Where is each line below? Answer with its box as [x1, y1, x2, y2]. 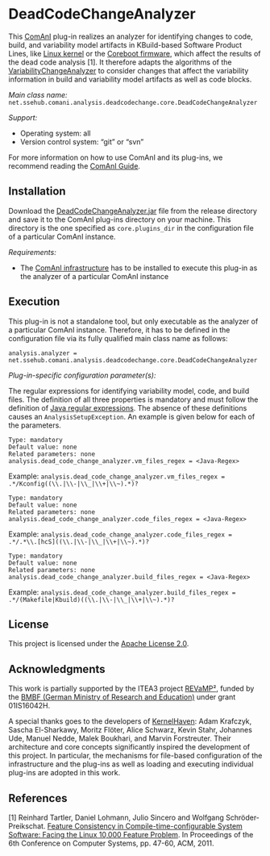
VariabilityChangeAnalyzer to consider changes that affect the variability [8, 65, 249, 75]
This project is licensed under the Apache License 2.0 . [8, 639, 189, 649]
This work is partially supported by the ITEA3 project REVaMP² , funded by [8, 683, 255, 694]
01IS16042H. [8, 701, 51, 711]
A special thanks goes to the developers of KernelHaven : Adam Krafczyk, [8, 716, 252, 726]
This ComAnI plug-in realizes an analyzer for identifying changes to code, [8, 31, 254, 41]
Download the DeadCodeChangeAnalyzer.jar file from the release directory [8, 206, 258, 215]
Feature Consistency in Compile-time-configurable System [47, 821, 243, 831]
